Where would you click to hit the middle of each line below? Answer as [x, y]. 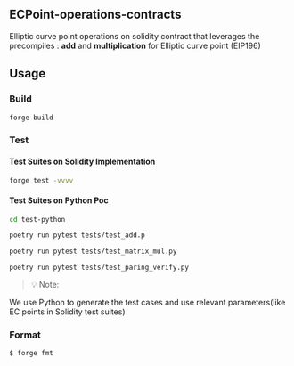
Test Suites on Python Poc [59, 200]
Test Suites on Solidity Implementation [82, 161]
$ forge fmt [31, 354]
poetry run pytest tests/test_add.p [77, 235]
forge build [31, 118]
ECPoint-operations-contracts [95, 15]
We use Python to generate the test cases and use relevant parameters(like [147, 303]
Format [25, 335]
